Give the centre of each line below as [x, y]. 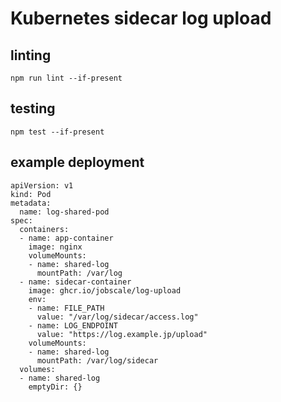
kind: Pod [31, 194]
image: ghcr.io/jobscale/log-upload [105, 290]
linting [31, 55]
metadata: [31, 203]
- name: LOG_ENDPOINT [73, 325]
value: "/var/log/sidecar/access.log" [117, 317]
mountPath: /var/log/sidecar [97, 360]
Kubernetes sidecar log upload [141, 18]
